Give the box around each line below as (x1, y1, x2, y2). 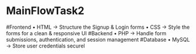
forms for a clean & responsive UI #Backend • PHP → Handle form (6, 29, 167, 36)
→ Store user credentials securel (6, 42, 85, 49)
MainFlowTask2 (6, 4, 85, 18)
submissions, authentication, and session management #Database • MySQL (6, 36, 190, 43)
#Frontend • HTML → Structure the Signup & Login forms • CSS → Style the (6, 23, 190, 31)
